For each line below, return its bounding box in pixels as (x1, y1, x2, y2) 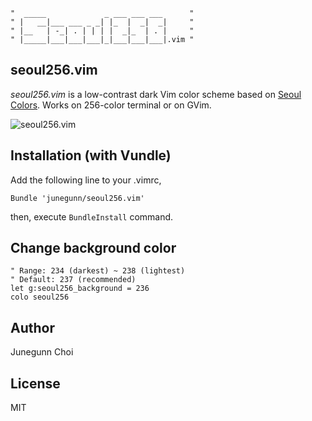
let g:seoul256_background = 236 (10, 284, 150, 294)
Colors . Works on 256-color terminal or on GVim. (10, 99, 212, 111)
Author (10, 319, 55, 336)
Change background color (10, 240, 177, 257)
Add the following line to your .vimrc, (10, 174, 162, 186)
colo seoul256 (10, 292, 70, 303)
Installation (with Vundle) (10, 147, 172, 164)
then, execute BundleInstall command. (10, 210, 174, 223)
